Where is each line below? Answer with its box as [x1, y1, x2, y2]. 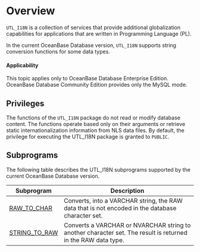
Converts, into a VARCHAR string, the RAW [63, 196, 183, 204]
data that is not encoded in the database [63, 204, 177, 212]
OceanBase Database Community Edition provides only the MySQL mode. [6, 81, 187, 89]
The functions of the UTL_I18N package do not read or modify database [6, 114, 180, 121]
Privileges [6, 98, 45, 108]
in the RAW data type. [63, 236, 124, 244]
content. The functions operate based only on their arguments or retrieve [6, 120, 186, 127]
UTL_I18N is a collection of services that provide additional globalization [6, 24, 181, 31]
